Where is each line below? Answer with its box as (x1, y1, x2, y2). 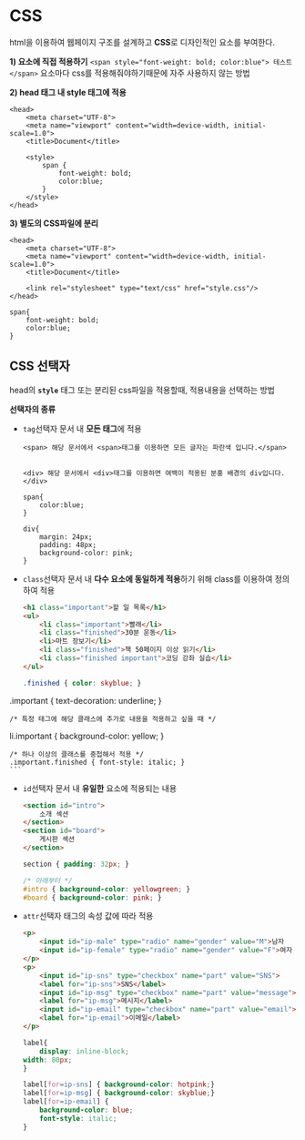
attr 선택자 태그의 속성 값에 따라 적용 (22, 911, 154, 921)
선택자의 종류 (9, 403, 56, 414)
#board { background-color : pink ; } (22, 893, 162, 902)
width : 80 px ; (22, 1055, 73, 1064)
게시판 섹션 (39, 835, 76, 844)
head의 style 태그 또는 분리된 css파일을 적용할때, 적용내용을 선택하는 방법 (9, 384, 275, 395)
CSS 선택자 (9, 359, 70, 374)
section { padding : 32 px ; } (22, 860, 130, 869)
